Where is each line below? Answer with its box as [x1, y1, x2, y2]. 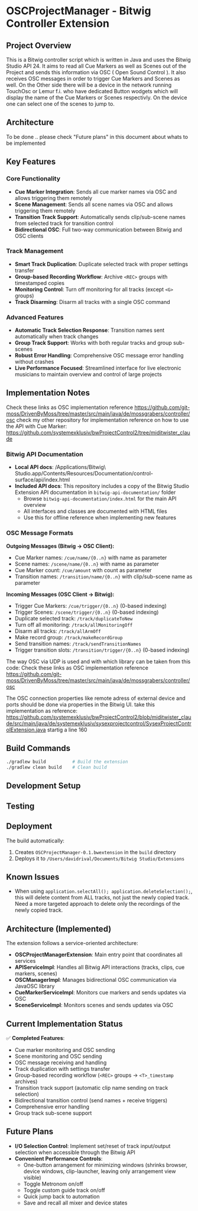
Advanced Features [6, 313, 64, 321]
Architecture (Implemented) [6, 924, 112, 934]
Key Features [6, 157, 56, 167]
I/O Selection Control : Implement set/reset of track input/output [14, 1142, 171, 1149]
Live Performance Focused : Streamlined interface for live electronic [14, 364, 181, 372]
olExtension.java [6, 726, 46, 733]
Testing [6, 801, 35, 811]
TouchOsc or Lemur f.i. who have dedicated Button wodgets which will [6, 88, 178, 94]
